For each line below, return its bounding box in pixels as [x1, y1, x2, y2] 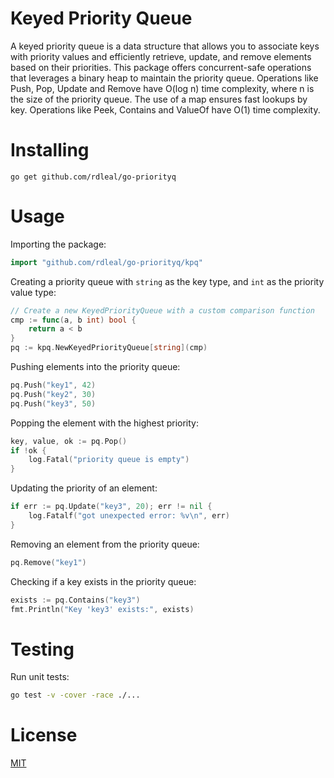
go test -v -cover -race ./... [10, 690, 141, 701]
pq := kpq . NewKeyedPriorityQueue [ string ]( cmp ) [10, 343, 208, 353]
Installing [10, 139, 90, 162]
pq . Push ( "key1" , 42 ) [10, 380, 97, 391]
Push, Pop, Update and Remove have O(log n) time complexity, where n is [10, 82, 315, 94]
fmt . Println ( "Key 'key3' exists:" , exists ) [10, 604, 195, 614]
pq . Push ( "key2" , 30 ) [10, 389, 97, 399]
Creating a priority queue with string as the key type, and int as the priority [10, 275, 325, 287]
